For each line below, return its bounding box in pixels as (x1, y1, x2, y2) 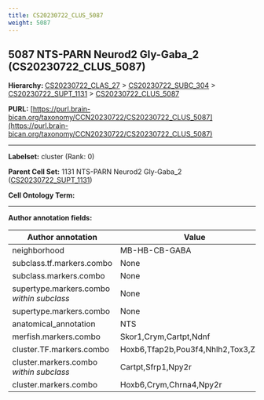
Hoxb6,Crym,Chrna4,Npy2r (119, 380, 222, 391)
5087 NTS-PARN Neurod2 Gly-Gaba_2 (8, 48, 199, 61)
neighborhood (12, 245, 65, 256)
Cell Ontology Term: (8, 191, 75, 200)
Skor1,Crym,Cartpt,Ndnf (119, 331, 211, 342)
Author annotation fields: (8, 213, 93, 223)
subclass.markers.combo (12, 271, 105, 282)
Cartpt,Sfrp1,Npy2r (119, 362, 192, 373)
